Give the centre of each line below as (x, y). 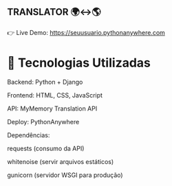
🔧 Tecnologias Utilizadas (79, 63)
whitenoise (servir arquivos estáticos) (61, 161)
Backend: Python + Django (45, 82)
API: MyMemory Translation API (52, 108)
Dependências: (29, 135)
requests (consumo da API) (46, 148)
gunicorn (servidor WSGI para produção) (65, 175)
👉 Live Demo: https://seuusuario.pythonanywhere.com (86, 32)
